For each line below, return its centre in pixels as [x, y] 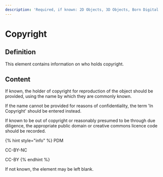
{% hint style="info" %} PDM [34, 141]
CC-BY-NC [16, 150]
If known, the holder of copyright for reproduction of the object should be [79, 91]
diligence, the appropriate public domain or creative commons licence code [81, 126]
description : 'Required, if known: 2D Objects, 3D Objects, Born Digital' [83, 10]
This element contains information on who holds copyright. [64, 64]
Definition [20, 52]
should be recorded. [25, 131]
